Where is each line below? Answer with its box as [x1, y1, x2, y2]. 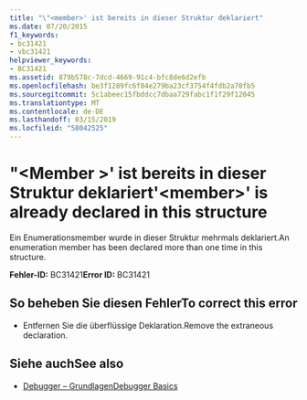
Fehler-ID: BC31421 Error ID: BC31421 [9, 268, 151, 279]
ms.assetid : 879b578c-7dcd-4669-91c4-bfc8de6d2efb [9, 73, 206, 82]
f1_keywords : [9, 30, 59, 39]
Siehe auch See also [9, 356, 124, 372]
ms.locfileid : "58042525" [9, 124, 108, 133]
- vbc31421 [9, 47, 51, 57]
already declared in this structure [9, 202, 268, 223]
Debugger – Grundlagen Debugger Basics [22, 380, 178, 391]
